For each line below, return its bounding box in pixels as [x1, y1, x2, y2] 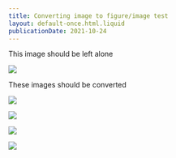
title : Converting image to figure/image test [8, 11, 169, 20]
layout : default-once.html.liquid [8, 19, 126, 28]
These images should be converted [8, 80, 127, 90]
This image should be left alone [8, 49, 114, 59]
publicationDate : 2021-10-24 [8, 27, 107, 35]
